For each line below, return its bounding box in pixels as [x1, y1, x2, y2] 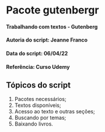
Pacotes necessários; [14, 96, 66, 103]
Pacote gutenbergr [6, 4, 99, 17]
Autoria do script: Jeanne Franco [6, 36, 88, 44]
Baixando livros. [14, 120, 54, 127]
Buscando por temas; [14, 114, 66, 121]
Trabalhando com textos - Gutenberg [6, 23, 98, 30]
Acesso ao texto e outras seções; [14, 108, 95, 115]
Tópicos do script [6, 80, 71, 90]
